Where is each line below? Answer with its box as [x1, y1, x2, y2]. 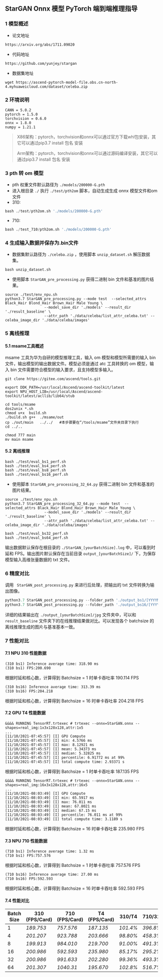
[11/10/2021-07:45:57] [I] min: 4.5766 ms [5, 738, 92, 743]
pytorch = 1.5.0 [5, 112, 38, 117]
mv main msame [5, 437, 34, 442]
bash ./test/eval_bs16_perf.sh [5, 472, 68, 477]
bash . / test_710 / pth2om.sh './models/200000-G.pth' [5, 227, 112, 232]
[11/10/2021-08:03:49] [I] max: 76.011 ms [5, 800, 92, 805]
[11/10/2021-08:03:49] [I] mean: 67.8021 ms [5, 804, 97, 809]
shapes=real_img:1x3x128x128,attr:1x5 [5, 725, 83, 731]
